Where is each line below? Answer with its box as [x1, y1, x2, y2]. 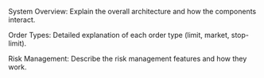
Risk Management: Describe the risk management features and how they [8, 54, 247, 63]
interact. [8, 15, 36, 24]
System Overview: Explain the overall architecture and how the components [8, 7, 257, 16]
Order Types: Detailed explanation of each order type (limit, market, [8, 31, 230, 39]
